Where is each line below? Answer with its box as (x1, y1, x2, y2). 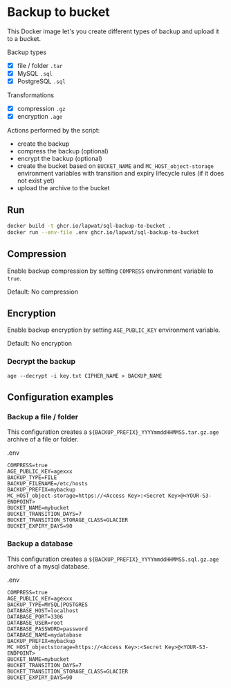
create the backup (17, 140, 70, 148)
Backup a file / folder (7, 412, 78, 422)
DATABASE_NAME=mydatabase (7, 631, 82, 639)
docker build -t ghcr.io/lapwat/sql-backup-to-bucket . (7, 223, 172, 230)
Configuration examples (7, 392, 114, 403)
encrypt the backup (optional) (17, 154, 102, 163)
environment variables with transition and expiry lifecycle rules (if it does (17, 169, 225, 178)
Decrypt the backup (7, 357, 76, 367)
